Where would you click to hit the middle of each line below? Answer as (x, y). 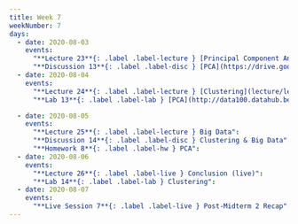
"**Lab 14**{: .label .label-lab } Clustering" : (124, 182)
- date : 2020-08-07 (53, 190)
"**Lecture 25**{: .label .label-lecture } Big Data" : (136, 132)
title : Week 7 (35, 17)
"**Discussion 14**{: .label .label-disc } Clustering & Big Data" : (162, 141)
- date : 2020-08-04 (53, 75)
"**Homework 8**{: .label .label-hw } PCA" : (116, 149)
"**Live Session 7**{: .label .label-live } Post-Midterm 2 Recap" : (162, 206)
